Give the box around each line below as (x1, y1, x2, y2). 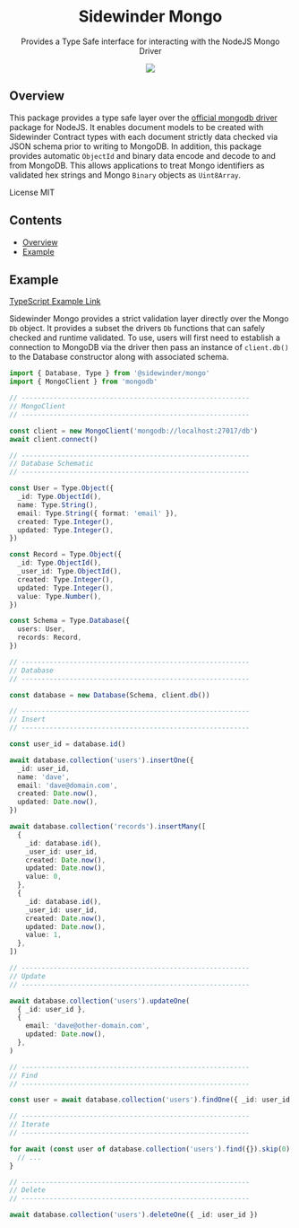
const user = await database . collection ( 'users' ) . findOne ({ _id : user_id (9, 1095, 291, 1105)
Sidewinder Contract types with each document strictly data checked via (9, 131, 278, 142)
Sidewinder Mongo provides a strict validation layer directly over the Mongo (9, 313, 289, 324)
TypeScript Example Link (9, 296, 101, 307)
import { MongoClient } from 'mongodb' (9, 377, 158, 387)
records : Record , (17, 633, 82, 643)
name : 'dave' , (17, 772, 70, 782)
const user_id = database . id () (9, 740, 126, 749)
